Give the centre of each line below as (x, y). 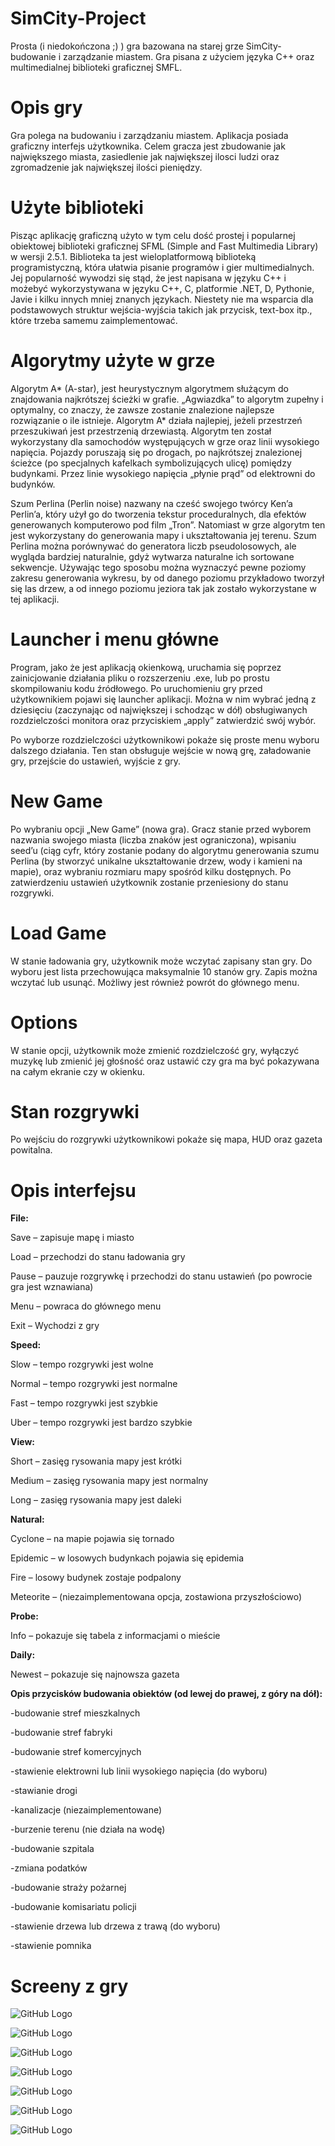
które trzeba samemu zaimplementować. (94, 320)
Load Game (58, 933)
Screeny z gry (69, 1986)
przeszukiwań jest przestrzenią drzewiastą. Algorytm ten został (141, 431)
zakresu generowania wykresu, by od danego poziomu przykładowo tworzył (167, 578)
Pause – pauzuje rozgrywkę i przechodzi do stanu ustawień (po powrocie (161, 1276)
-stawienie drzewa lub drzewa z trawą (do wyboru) (115, 1926)
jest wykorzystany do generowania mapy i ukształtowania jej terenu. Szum (163, 535)
